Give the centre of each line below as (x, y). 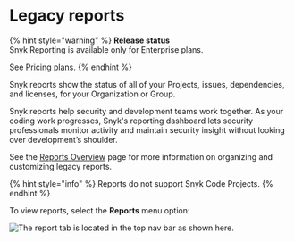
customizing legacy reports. (61, 166)
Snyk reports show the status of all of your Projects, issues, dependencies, (147, 84)
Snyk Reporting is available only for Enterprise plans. (106, 49)
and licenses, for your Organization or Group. (92, 94)
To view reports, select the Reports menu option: (100, 210)
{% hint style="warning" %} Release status (90, 40)
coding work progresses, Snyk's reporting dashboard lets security (131, 121)
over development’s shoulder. (63, 139)
